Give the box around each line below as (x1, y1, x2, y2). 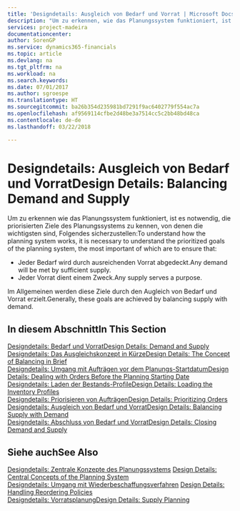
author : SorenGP (7, 37, 56, 44)
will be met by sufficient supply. (17, 265, 111, 275)
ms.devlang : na (7, 57, 53, 64)
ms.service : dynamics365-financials (7, 44, 116, 51)
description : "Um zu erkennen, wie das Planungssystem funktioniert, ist (7, 17, 232, 24)
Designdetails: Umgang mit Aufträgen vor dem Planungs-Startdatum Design (7, 365, 229, 373)
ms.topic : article (7, 51, 62, 58)
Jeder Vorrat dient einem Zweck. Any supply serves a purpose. (17, 273, 202, 282)
